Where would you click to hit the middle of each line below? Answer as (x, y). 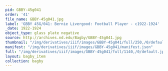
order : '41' (17, 14)
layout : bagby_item (25, 56)
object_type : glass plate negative (42, 33)
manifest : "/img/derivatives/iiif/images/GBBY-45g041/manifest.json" (79, 47)
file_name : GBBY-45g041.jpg (34, 19)
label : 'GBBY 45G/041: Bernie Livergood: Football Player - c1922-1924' (82, 24)
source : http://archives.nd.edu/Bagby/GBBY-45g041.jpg (63, 38)
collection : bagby (24, 61)
